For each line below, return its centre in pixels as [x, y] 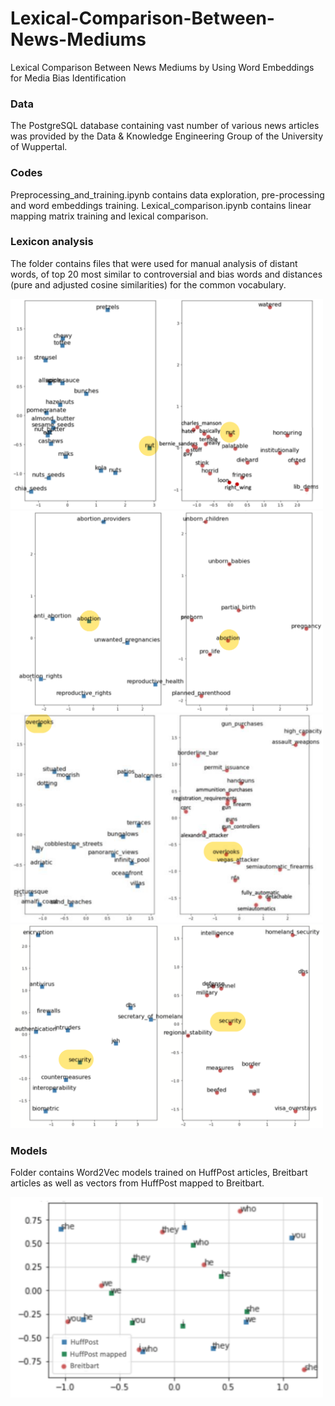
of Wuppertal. [39, 147]
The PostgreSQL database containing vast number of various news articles [165, 126]
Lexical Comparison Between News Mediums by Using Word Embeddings [162, 67]
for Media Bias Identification [68, 78]
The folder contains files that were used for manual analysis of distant [154, 263]
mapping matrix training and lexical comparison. [109, 216]
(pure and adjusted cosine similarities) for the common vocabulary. [148, 284]
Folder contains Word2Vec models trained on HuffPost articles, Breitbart [159, 1172]
